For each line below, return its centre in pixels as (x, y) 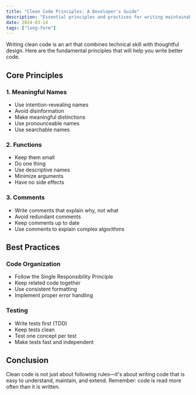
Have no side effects (39, 183)
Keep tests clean (35, 329)
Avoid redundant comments (48, 217)
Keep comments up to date (47, 222)
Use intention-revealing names (51, 104)
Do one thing (30, 164)
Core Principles (35, 75)
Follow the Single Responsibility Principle (64, 277)
